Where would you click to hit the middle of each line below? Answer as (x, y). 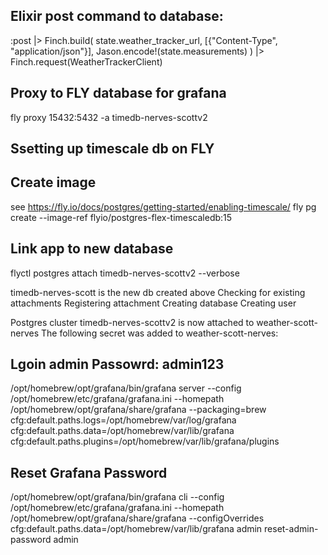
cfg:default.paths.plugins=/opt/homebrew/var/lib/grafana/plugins (145, 441)
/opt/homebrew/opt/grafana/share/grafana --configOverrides (137, 518)
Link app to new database (92, 249)
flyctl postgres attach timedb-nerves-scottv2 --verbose (125, 273)
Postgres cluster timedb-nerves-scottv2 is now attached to (132, 322)
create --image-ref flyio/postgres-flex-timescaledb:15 (121, 217)
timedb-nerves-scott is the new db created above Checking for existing (158, 292)
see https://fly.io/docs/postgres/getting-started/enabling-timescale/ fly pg (163, 206)
